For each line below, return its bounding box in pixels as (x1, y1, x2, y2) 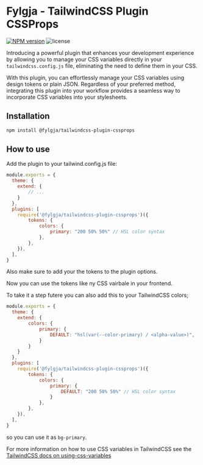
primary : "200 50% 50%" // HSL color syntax (49, 229, 165, 235)
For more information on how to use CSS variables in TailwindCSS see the (6, 445, 192, 452)
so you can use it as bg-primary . (6, 433, 87, 441)
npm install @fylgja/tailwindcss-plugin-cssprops (6, 127, 135, 133)
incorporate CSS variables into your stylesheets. (6, 93, 128, 101)
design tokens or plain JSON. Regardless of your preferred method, (6, 80, 176, 88)
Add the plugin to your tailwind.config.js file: (6, 160, 118, 168)
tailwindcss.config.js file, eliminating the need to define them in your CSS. (6, 62, 198, 69)
